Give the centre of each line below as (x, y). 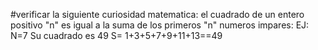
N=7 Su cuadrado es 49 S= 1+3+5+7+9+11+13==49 (116, 35)
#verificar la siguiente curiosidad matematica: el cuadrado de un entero (157, 14)
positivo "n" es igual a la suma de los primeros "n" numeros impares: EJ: (160, 25)
